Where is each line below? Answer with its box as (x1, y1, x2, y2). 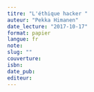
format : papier (7, 29, 51, 37)
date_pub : (7, 68, 36, 75)
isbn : (7, 62, 23, 68)
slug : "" (7, 49, 32, 56)
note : (7, 42, 23, 49)
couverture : (7, 55, 41, 62)
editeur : (7, 74, 32, 82)
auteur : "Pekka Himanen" (7, 17, 79, 24)
